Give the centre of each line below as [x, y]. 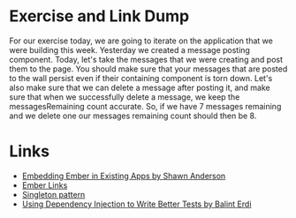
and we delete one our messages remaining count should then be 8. [133, 116]
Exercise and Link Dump [99, 16]
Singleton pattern [53, 194]
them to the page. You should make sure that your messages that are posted [148, 69]
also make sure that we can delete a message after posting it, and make [140, 87]
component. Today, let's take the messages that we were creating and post [146, 59]
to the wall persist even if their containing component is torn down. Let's [141, 78]
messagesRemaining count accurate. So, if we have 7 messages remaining [145, 106]
